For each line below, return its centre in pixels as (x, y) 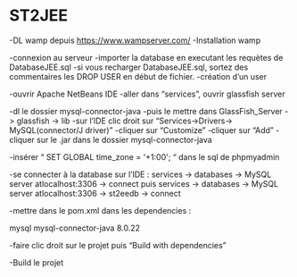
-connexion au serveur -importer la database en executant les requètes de (146, 57)
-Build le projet (37, 262)
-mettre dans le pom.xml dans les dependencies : (100, 210)
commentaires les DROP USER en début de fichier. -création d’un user (138, 76)
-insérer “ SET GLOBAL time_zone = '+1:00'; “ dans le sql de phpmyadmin (144, 156)
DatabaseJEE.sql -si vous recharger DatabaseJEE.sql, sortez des (129, 67)
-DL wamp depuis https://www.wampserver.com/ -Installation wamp (135, 40)
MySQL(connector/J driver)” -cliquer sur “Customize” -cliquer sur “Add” (141, 130)
